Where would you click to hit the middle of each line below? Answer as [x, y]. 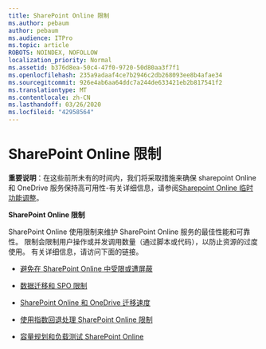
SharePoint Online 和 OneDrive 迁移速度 [85, 302]
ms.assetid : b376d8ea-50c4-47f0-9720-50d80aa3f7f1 [94, 68]
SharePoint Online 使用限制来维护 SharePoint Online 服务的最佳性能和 [122, 232]
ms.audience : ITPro [41, 38]
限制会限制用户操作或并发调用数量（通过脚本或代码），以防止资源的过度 [141, 241]
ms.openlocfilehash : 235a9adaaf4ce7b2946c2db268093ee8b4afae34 [115, 75]
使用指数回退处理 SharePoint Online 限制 [86, 319]
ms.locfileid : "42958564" [51, 113]
